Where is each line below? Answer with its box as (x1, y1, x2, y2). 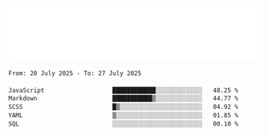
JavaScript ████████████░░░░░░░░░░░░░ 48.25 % (8, 86, 239, 94)
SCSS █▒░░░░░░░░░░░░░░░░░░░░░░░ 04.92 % (8, 103, 239, 111)
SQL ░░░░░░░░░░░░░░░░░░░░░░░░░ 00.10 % (8, 120, 239, 128)
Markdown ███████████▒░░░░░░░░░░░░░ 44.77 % (8, 94, 239, 102)
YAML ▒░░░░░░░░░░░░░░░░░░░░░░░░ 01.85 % (8, 111, 239, 120)
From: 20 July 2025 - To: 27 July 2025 (8, 69, 142, 78)
